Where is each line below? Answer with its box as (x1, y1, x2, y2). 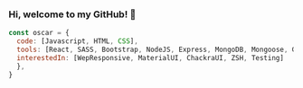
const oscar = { (8, 29, 70, 38)
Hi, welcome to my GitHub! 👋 (8, 8, 137, 21)
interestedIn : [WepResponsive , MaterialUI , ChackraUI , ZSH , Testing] (16, 53, 284, 62)
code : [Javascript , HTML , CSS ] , (16, 37, 139, 46)
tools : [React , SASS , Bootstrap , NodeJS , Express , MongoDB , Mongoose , (16, 45, 289, 55)
